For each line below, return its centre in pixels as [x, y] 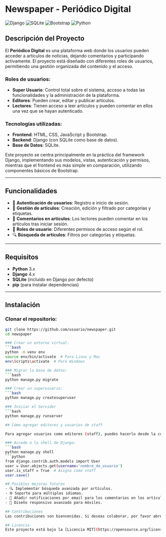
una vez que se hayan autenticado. [48, 111]
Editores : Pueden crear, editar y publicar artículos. [63, 101]
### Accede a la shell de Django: [41, 443]
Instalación [23, 305]
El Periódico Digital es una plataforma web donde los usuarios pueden [77, 50]
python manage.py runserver [34, 416]
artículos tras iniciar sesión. [40, 224]
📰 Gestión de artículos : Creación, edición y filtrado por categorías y [82, 208]
